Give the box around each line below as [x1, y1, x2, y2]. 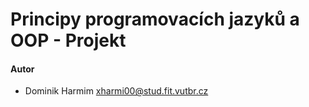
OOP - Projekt [10, 29, 127, 52]
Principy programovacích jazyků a [10, 8, 300, 31]
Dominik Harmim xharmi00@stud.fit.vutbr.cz [24, 85, 209, 97]
